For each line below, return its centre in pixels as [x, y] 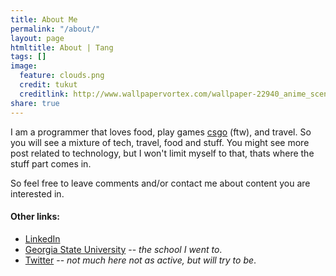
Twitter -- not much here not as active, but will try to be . [140, 260]
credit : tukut [48, 85]
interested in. [37, 193]
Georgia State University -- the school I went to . [123, 249]
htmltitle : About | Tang [62, 47]
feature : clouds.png [62, 76]
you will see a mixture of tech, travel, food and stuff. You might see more [160, 142]
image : [24, 66]
